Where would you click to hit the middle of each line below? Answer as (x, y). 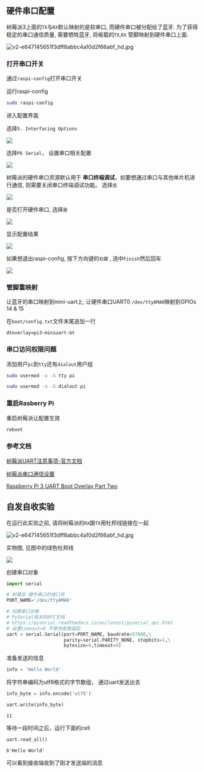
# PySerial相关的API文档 (36, 617)
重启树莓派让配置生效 (33, 418)
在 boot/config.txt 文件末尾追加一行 (51, 321)
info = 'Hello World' (34, 670)
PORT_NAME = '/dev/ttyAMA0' (39, 601)
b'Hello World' (26, 751)
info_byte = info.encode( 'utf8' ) (49, 694)
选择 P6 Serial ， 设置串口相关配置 (49, 152)
